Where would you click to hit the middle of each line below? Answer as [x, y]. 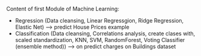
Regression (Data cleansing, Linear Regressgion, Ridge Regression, [99, 20]
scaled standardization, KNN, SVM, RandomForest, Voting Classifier [100, 40]
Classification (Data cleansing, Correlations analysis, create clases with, [105, 33]
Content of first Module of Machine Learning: [63, 9]
